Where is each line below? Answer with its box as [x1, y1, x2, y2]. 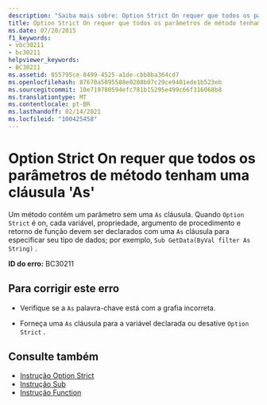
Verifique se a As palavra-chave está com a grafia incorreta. [19, 303, 216, 313]
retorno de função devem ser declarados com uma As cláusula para [8, 226, 230, 236]
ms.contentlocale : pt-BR [8, 100, 91, 108]
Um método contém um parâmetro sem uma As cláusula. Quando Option [8, 209, 245, 219]
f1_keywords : [8, 33, 52, 42]
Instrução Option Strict [19, 371, 95, 380]
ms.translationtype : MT [8, 93, 87, 101]
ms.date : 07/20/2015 [8, 26, 77, 34]
